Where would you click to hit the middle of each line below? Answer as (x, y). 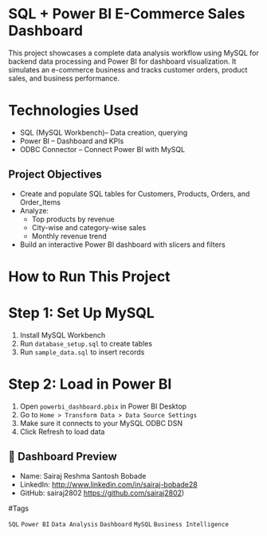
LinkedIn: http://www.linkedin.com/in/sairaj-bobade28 (108, 484)
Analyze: (34, 210)
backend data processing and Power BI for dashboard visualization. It (122, 61)
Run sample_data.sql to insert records (82, 352)
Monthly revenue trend (69, 236)
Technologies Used (74, 110)
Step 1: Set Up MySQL (82, 313)
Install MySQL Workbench (63, 335)
